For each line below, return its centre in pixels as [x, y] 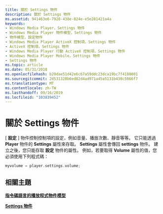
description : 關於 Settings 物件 [38, 14]
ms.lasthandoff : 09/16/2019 [34, 93]
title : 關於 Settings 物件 [31, 10]
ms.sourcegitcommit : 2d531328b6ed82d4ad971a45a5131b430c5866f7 [72, 79]
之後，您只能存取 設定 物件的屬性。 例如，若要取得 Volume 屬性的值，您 [83, 150]
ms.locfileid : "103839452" [33, 97]
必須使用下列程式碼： [27, 157]
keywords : [15, 24]
